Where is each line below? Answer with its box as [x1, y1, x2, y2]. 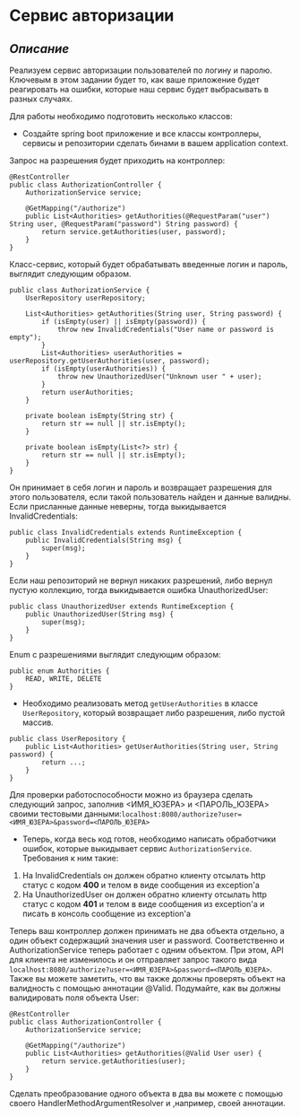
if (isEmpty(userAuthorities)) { [41, 364, 167, 373]
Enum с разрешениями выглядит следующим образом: [9, 650, 221, 659]
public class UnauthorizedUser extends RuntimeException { [9, 602, 235, 611]
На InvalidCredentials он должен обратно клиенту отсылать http [21, 870, 266, 880]
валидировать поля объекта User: [9, 992, 140, 1003]
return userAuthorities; [41, 388, 134, 397]
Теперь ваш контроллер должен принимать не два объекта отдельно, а [9, 926, 285, 936]
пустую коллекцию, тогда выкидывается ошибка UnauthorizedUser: [9, 585, 269, 595]
